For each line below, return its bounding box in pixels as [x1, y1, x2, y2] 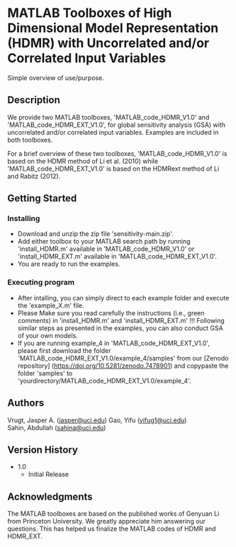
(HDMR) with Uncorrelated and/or [7, 35, 210, 51]
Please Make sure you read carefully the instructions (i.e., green [17, 308, 205, 317]
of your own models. [17, 331, 78, 339]
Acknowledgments [7, 490, 94, 502]
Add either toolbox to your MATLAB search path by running [17, 237, 191, 246]
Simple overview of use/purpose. [7, 73, 104, 82]
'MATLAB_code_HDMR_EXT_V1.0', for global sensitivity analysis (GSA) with [7, 120, 225, 129]
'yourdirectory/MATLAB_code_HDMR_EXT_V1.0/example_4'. [17, 376, 191, 385]
